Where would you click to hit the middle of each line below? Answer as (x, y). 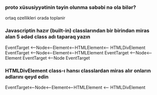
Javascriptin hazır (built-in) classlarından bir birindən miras (77, 31)
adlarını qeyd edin (27, 76)
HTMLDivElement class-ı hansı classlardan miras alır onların (78, 71)
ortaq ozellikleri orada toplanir (35, 18)
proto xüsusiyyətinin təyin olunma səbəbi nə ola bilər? (70, 7)
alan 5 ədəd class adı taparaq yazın (48, 37)
